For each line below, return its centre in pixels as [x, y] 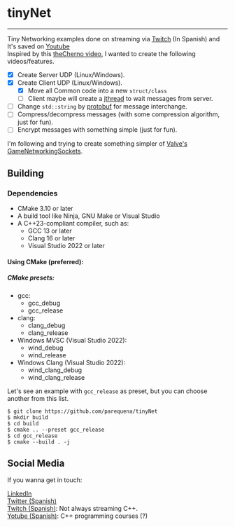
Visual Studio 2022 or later [66, 246]
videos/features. [31, 61]
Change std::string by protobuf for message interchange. [102, 107]
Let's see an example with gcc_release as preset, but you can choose [107, 391]
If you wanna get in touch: [45, 480]
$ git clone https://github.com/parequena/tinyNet [83, 411]
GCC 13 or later [50, 231]
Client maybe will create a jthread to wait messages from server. [120, 99]
